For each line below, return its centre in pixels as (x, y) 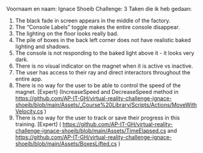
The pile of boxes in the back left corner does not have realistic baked (103, 40)
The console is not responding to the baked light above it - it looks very (105, 53)
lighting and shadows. (43, 46)
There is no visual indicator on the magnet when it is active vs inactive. (104, 66)
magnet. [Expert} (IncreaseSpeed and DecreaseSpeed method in (97, 92)
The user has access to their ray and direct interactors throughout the (103, 72)
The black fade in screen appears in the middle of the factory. (93, 20)
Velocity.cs (29, 111)
